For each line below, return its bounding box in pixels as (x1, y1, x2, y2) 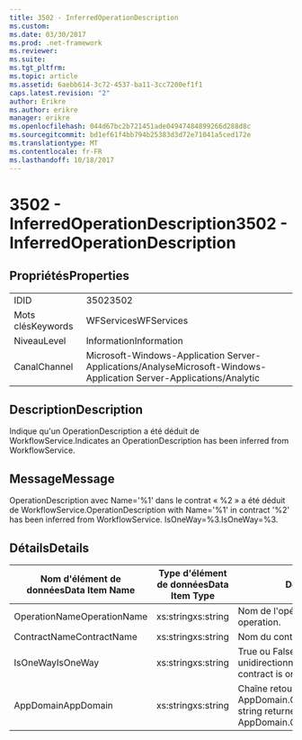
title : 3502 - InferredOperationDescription (9, 13, 179, 23)
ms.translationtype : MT (9, 139, 99, 148)
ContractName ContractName (13, 630, 138, 643)
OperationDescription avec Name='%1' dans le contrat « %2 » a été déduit (9, 495, 286, 506)
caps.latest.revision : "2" (9, 88, 111, 97)
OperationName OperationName (13, 609, 148, 622)
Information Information (85, 334, 183, 347)
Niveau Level (13, 334, 67, 347)
